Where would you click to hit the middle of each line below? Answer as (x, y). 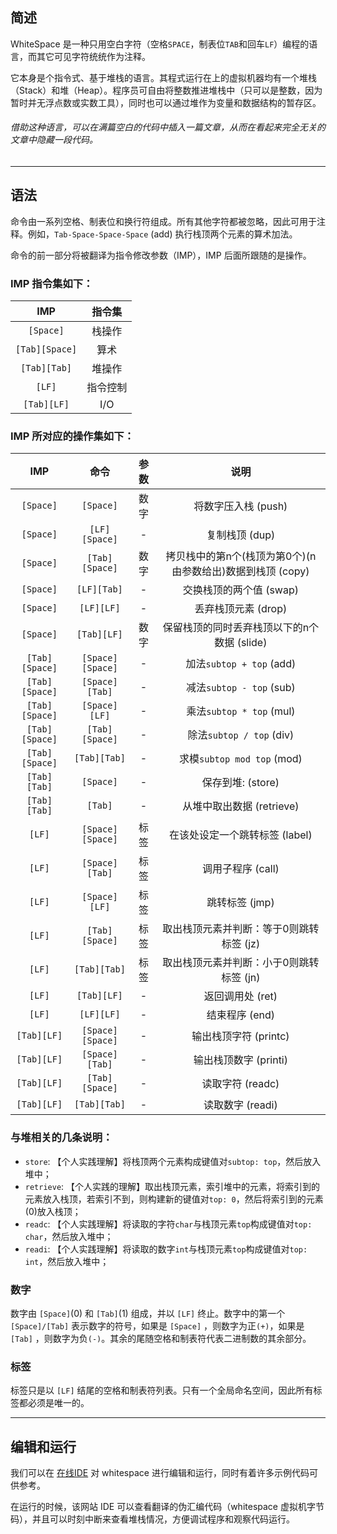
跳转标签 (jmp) (240, 903)
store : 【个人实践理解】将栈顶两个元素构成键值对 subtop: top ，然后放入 (173, 1161)
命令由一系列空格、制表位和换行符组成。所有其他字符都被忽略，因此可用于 (163, 221)
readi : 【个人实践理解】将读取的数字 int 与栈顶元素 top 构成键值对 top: (166, 1249)
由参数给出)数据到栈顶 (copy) (240, 571)
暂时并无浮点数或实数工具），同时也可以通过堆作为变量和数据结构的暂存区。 (166, 102)
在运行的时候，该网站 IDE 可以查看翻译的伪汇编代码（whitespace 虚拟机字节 (167, 1507)
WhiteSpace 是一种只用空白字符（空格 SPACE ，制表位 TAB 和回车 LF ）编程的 (160, 44)
